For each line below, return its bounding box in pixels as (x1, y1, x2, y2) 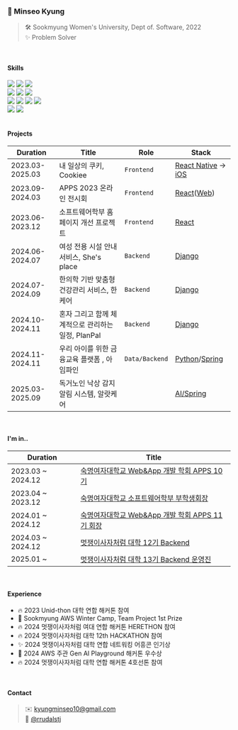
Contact (7, 688, 32, 697)
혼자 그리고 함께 (59, 309, 109, 319)
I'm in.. (7, 435, 28, 443)
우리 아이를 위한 (59, 344, 109, 354)
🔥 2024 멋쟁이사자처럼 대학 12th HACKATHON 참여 (17, 631, 163, 640)
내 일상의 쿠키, (59, 160, 105, 170)
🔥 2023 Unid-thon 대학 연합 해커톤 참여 (17, 606, 130, 615)
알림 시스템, (59, 388, 96, 398)
